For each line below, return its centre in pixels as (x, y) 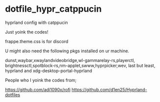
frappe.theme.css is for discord (37, 41)
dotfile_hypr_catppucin (53, 9)
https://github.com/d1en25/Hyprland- (109, 89)
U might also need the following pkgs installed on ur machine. (67, 51)
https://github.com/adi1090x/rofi (38, 89)
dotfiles (13, 95)
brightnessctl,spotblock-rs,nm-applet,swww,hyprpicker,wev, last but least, (80, 65)
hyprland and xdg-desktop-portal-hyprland (49, 71)
